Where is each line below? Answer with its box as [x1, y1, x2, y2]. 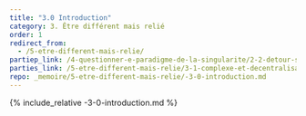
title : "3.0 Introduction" [9, 13, 112, 23]
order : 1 [9, 30, 43, 39]
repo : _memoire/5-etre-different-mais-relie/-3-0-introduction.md [9, 72, 267, 82]
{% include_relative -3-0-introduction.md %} [9, 97, 178, 108]
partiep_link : [9, 55, 64, 64]
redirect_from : [9, 38, 67, 48]
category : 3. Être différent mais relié [9, 22, 166, 31]
